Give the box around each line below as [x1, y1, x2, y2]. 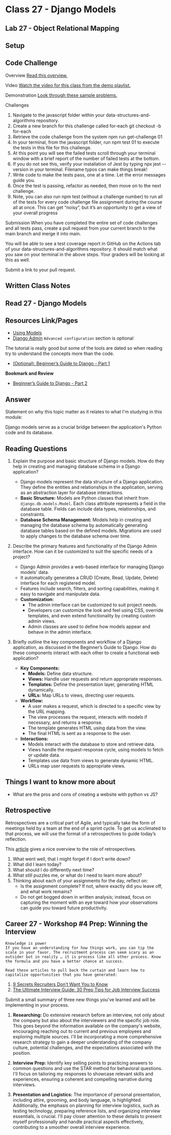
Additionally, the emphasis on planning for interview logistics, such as [12, 1102, 160, 1108]
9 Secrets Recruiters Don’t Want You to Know [12, 981, 108, 988]
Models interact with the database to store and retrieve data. [28, 741, 156, 747]
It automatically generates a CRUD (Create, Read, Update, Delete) [20, 574, 159, 581]
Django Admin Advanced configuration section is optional [12, 335, 134, 341]
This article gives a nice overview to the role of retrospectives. [5, 845, 137, 852]
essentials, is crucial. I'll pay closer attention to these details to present [12, 1114, 162, 1120]
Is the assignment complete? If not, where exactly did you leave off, [20, 883, 162, 889]
